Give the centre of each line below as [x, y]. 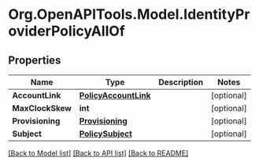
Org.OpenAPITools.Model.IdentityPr [129, 15]
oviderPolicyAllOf [67, 31]
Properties [35, 60]
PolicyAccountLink [115, 95]
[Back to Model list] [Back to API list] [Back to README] [98, 153]
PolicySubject [105, 134]
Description [181, 82]
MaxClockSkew [42, 108]
